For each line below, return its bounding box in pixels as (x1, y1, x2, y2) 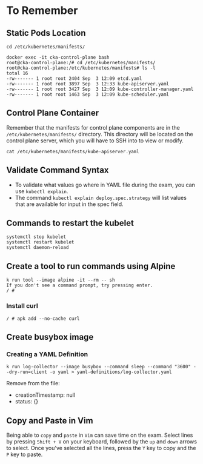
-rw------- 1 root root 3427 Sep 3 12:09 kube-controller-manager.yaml (6, 86, 194, 92)
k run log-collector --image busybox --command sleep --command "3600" (6, 364, 191, 370)
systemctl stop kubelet (6, 234, 67, 240)
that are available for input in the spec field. (15, 201, 124, 208)
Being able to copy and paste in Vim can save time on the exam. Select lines (6, 431, 193, 439)
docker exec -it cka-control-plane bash (6, 55, 110, 61)
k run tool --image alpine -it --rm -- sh (6, 277, 115, 283)
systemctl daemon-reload (6, 245, 69, 251)
